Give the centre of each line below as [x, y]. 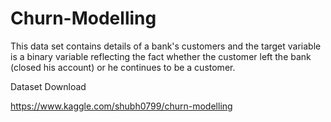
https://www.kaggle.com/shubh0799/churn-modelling [121, 106]
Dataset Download [48, 86]
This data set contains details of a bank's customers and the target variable [166, 46]
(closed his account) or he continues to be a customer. [123, 67]
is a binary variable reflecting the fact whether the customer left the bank [161, 56]
